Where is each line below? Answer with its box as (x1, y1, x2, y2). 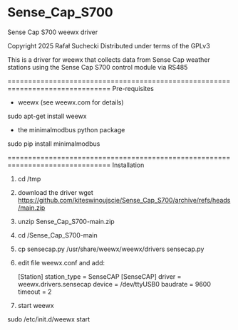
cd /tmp (17, 174, 41, 183)
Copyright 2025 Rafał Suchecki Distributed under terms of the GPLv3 (7, 41, 210, 50)
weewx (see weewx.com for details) (17, 97, 124, 107)
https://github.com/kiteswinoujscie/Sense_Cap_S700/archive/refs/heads (17, 196, 231, 204)
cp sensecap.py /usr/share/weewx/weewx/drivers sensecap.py (17, 245, 205, 253)
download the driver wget (17, 188, 94, 196)
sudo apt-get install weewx (7, 112, 87, 120)
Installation (112, 161, 145, 169)
